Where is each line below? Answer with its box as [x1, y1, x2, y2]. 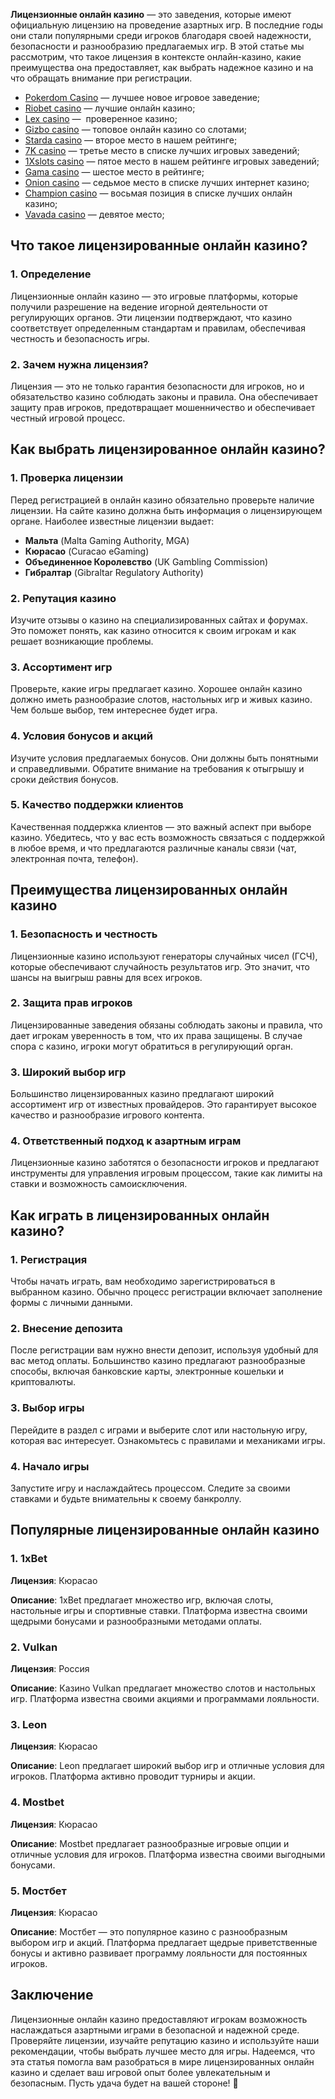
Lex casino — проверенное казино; [24, 113, 178, 124]
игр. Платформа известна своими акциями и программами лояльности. [10, 1693, 320, 1704]
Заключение [10, 1987, 94, 2004]
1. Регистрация [10, 1252, 88, 1266]
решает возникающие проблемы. [10, 635, 154, 647]
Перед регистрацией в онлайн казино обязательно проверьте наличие [10, 494, 315, 506]
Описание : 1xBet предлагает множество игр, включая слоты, [10, 1594, 274, 1606]
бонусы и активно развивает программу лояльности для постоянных [10, 1947, 308, 1959]
